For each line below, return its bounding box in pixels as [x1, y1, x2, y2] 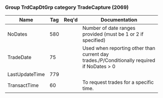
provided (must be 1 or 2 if [82, 31, 144, 38]
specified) [82, 37, 106, 44]
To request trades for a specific [82, 79, 154, 86]
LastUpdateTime [7, 71, 45, 78]
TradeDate [7, 54, 32, 61]
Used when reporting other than [82, 45, 156, 52]
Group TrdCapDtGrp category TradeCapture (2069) [5, 4, 129, 11]
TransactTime [7, 82, 39, 89]
